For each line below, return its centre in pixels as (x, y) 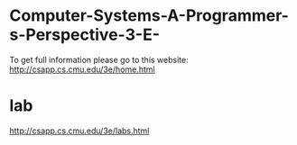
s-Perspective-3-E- (85, 35)
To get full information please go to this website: (99, 59)
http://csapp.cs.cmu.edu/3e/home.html (82, 69)
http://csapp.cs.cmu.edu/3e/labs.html (79, 131)
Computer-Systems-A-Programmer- (149, 16)
